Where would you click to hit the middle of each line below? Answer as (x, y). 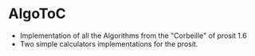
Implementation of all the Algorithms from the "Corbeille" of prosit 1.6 (133, 35)
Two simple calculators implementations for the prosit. (109, 43)
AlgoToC (37, 14)
